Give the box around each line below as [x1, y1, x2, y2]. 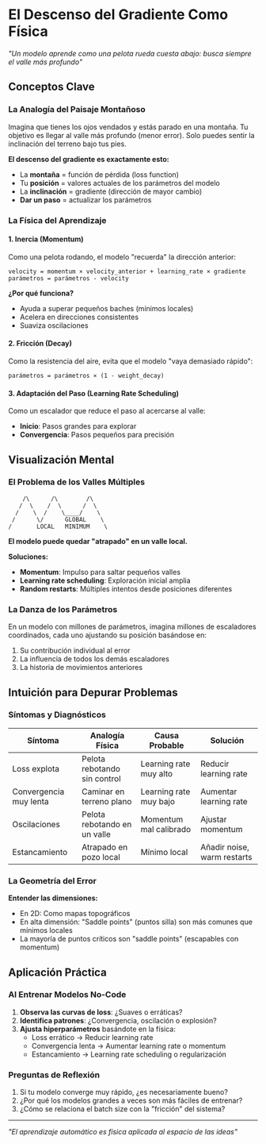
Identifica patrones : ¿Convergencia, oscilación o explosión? [19, 1015, 217, 1025]
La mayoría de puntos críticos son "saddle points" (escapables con [19, 934, 239, 944]
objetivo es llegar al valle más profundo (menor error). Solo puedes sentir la [8, 130, 255, 140]
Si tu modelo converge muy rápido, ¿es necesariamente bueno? [19, 1088, 228, 1097]
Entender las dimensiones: [8, 893, 98, 903]
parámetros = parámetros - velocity [8, 274, 129, 283]
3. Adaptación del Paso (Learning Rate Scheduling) [8, 388, 180, 398]
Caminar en [82, 786, 125, 797]
